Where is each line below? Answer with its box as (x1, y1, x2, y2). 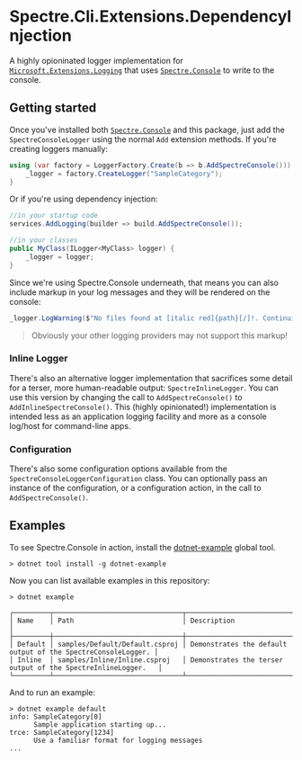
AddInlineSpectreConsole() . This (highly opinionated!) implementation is (9, 401, 277, 412)
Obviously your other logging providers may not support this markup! (31, 330, 288, 341)
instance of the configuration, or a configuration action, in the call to (9, 483, 262, 494)
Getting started (9, 101, 97, 116)
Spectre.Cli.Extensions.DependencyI (9, 6, 292, 27)
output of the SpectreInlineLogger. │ (9, 663, 164, 672)
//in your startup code (9, 211, 99, 220)
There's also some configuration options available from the (9, 463, 227, 474)
